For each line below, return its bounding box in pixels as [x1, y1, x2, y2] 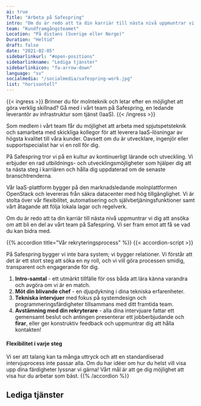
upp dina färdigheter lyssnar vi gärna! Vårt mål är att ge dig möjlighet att [6, 366, 184, 373]
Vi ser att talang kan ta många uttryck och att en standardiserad [6, 353, 164, 360]
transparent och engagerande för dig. [6, 264, 100, 270]
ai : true [6, 8, 28, 15]
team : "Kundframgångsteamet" [6, 25, 79, 32]
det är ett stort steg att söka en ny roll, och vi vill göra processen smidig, [6, 257, 185, 264]
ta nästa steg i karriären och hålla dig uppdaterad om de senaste [6, 166, 166, 173]
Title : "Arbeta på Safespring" [6, 14, 85, 20]
